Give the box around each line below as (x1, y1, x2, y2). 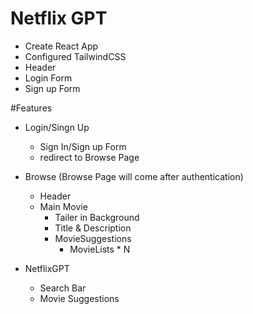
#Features (10, 102, 53, 114)
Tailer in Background (54, 211, 140, 223)
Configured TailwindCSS (24, 50, 127, 62)
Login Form (24, 72, 73, 84)
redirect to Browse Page (39, 151, 140, 163)
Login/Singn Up (24, 121, 90, 133)
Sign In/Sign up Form (39, 140, 127, 152)
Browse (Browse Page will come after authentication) (24, 170, 244, 182)
